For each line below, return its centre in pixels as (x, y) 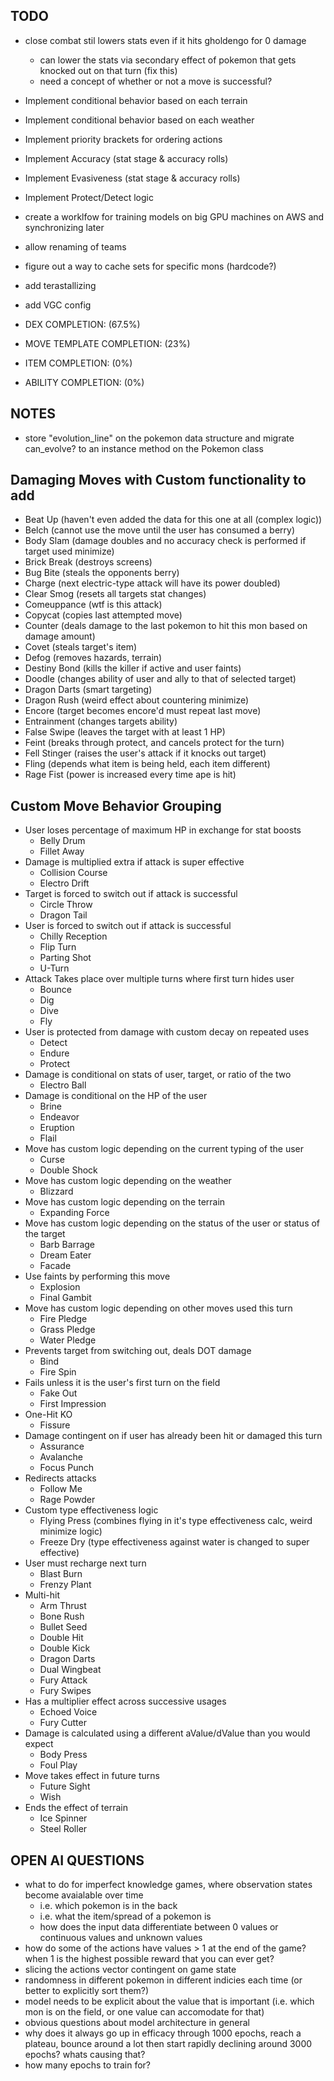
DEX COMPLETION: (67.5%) (82, 324)
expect (39, 1744)
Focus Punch (67, 1468)
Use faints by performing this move (97, 1276)
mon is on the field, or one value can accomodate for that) (144, 2012)
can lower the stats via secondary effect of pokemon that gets (168, 60)
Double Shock (68, 1170)
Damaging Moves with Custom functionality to (158, 480)
